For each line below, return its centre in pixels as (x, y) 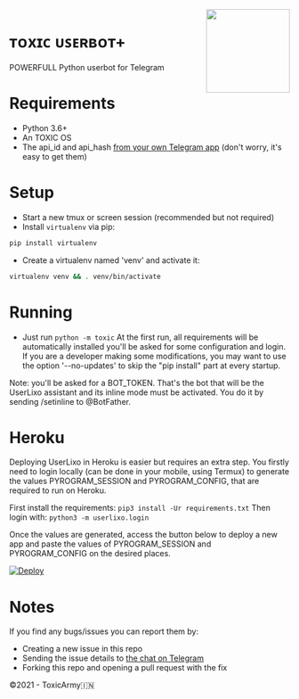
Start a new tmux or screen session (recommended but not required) (148, 217)
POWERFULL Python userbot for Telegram (87, 67)
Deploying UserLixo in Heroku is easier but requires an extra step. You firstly (149, 462)
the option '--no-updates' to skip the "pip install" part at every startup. (151, 366)
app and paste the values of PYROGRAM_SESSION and (110, 544)
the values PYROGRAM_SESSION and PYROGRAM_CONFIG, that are (134, 481)
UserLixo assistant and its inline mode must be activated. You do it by (137, 392)
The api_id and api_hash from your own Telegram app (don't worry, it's (152, 147)
